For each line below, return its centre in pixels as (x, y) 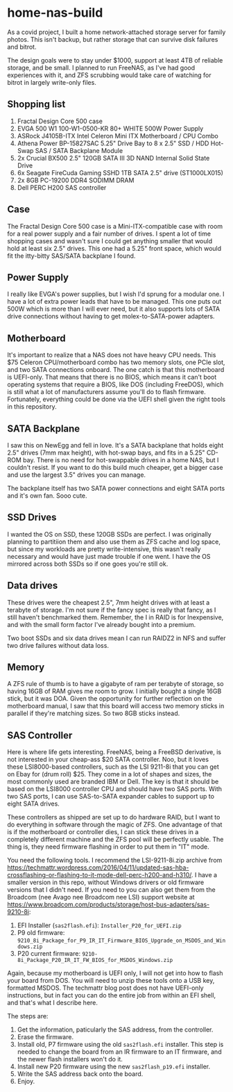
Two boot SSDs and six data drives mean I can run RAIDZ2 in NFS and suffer (116, 638)
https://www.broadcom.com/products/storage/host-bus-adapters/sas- (109, 904)
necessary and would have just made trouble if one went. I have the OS (109, 556)
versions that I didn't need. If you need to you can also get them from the (112, 890)
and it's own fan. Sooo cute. (48, 496)
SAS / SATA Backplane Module (79, 150)
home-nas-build (55, 13)
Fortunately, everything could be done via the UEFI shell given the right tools (116, 399)
